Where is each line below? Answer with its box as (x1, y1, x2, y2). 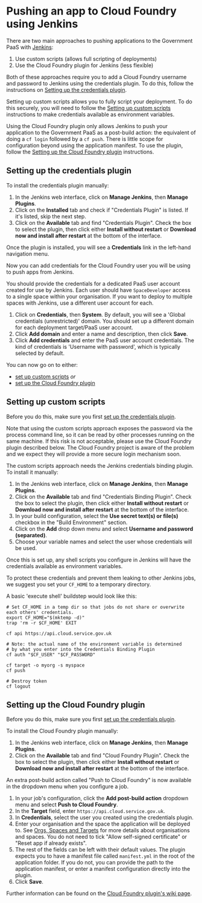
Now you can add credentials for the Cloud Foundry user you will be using (6, 262, 191, 269)
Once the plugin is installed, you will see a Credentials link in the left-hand (6, 244, 191, 251)
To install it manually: (6, 468, 58, 476)
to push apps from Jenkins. (6, 268, 74, 276)
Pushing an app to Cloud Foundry (6, 4, 177, 18)
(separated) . (14, 531, 47, 539)
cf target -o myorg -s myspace (6, 662, 85, 668)
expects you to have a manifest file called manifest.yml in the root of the (14, 852, 195, 859)
